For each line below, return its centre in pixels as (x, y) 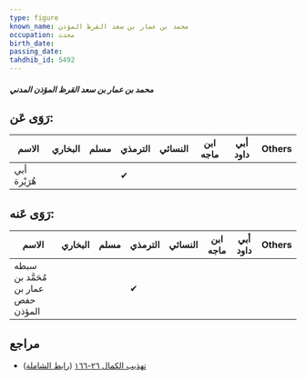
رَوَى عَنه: (32, 213)
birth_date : (32, 43)
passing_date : (36, 52)
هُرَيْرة (25, 181)
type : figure (34, 18)
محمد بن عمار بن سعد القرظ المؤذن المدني (82, 89)
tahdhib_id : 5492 (42, 60)
